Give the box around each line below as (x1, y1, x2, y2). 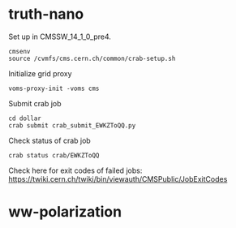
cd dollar (8, 114, 42, 123)
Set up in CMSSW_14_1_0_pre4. (8, 32, 112, 41)
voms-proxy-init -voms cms (8, 84, 100, 92)
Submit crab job (8, 98, 62, 108)
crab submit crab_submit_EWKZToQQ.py (8, 121, 136, 130)
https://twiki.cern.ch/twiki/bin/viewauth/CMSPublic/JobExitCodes (8, 174, 228, 183)
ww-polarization (8, 203, 122, 222)
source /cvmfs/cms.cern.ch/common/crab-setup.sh (8, 54, 176, 62)
